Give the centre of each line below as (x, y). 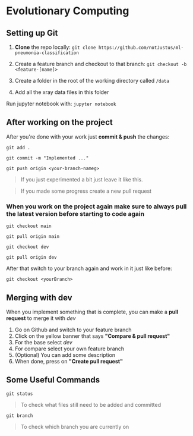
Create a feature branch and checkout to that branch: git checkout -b (101, 64)
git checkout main (29, 226)
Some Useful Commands (53, 380)
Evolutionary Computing (68, 11)
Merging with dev (39, 298)
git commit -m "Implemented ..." (48, 158)
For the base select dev (43, 342)
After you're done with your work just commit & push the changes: (88, 137)
